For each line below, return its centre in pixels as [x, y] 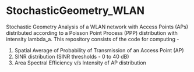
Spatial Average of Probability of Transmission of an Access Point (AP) [99, 50]
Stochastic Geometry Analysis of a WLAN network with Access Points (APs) [97, 27]
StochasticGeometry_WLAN [75, 11]
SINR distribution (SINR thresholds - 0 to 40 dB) [72, 56]
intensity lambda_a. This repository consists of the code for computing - [93, 39]
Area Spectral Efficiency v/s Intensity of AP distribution [80, 63]
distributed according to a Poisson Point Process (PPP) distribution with [92, 33]
